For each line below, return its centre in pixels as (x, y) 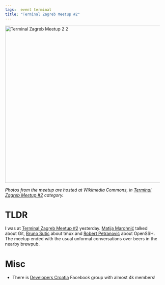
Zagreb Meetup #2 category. (34, 195)
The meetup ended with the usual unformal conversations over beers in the (81, 239)
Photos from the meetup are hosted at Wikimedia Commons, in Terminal (78, 190)
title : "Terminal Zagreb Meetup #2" (42, 14)
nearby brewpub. (23, 244)
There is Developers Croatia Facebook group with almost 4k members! (84, 278)
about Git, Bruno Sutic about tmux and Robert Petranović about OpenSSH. (80, 233)
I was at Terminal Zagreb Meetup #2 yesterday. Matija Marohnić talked (76, 228)
